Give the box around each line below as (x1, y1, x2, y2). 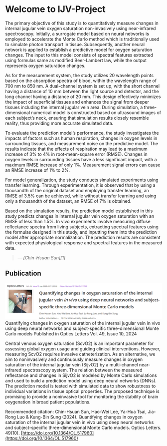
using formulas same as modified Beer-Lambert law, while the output (5, 57, 147, 63)
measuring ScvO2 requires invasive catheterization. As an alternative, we (5, 351, 156, 357)
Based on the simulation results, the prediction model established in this (5, 208, 153, 214)
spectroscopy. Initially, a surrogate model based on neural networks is (5, 31, 150, 37)
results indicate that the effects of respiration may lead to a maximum (5, 146, 148, 152)
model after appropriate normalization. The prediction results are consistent (5, 234, 161, 240)
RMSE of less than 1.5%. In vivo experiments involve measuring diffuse (5, 218, 151, 224)
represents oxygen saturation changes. (5, 63, 86, 69)
